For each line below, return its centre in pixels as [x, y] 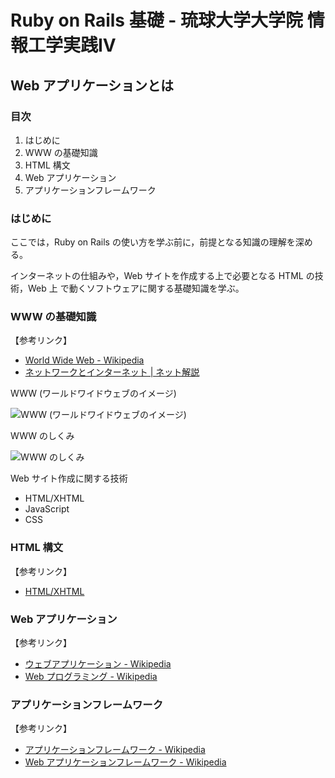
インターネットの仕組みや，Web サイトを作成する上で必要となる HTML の [162, 276]
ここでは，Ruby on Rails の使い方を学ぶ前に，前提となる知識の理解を [153, 242]
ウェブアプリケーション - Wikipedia [98, 664]
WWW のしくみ [42, 436]
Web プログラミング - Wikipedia [91, 677]
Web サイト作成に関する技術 [69, 478]
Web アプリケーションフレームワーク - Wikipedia [125, 762]
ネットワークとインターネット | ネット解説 [112, 372]
